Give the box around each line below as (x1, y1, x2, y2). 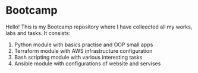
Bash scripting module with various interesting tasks (14, 53, 143, 61)
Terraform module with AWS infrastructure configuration (14, 47, 153, 54)
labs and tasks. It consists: (5, 29, 71, 36)
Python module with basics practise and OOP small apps (14, 41, 153, 48)
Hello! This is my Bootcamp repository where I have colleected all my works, (5, 23, 193, 30)
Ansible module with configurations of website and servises (14, 60, 161, 67)
